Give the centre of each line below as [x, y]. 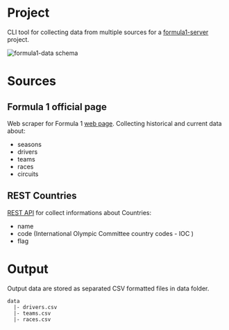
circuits [28, 174]
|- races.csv [32, 319]
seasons [29, 144]
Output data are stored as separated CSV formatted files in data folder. [108, 288]
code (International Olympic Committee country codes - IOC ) [105, 233]
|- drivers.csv [35, 307]
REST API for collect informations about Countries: [79, 212]
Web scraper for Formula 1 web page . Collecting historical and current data [114, 123]
